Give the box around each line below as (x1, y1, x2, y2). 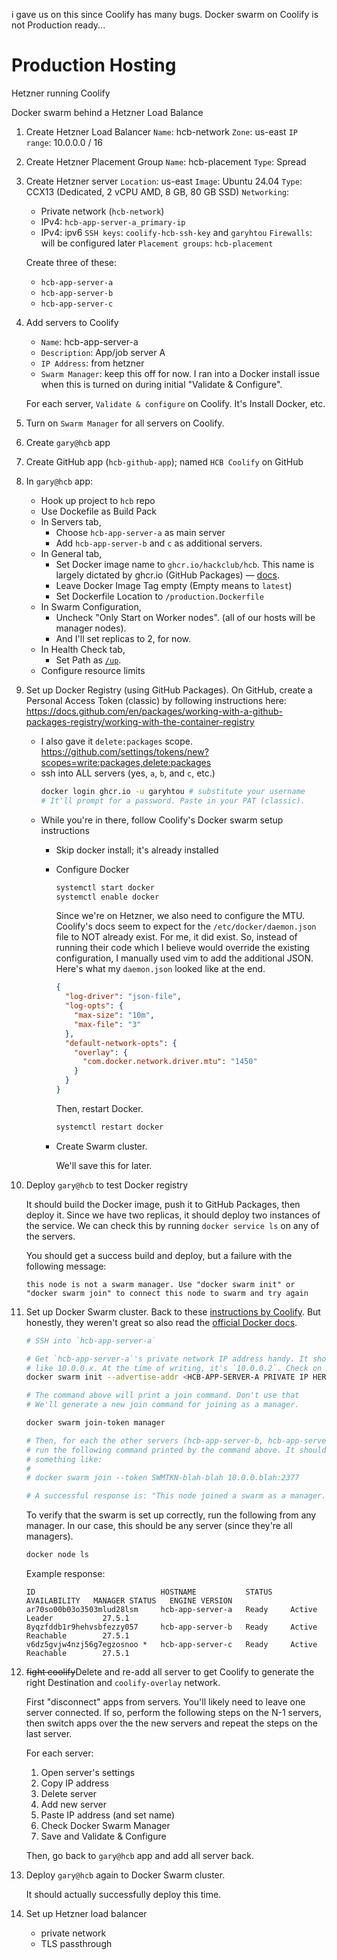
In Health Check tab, (40, 643, 126, 655)
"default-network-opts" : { (64, 1038, 178, 1048)
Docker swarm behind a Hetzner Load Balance (11, 106, 204, 118)
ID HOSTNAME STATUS (25, 1587, 273, 1598)
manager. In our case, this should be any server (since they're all (25, 1520, 293, 1532)
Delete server (40, 1788, 98, 1800)
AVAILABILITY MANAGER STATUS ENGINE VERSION (25, 1596, 233, 1606)
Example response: (25, 1568, 106, 1580)
